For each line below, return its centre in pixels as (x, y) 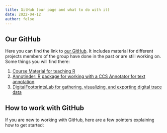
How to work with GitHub (45, 108)
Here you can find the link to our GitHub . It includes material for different (79, 51)
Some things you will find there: (38, 62)
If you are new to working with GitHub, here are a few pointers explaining (80, 120)
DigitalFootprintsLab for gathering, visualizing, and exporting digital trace (87, 87)
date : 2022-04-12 (23, 14)
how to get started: (25, 125)
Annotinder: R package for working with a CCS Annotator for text (79, 76)
